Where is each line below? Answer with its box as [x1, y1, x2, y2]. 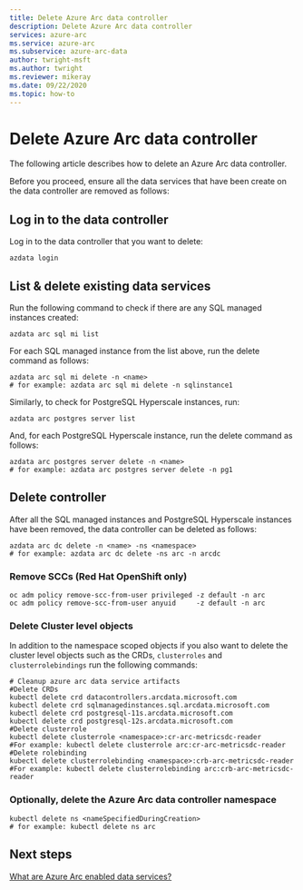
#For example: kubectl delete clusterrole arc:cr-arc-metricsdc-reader [9, 741, 286, 750]
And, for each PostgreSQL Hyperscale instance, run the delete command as [9, 430, 293, 441]
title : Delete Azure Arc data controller [9, 13, 169, 23]
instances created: [9, 312, 79, 323]
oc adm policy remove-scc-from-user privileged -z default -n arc [9, 591, 266, 600]
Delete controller [9, 489, 107, 505]
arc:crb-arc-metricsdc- [203, 765, 295, 774]
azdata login [9, 253, 59, 263]
